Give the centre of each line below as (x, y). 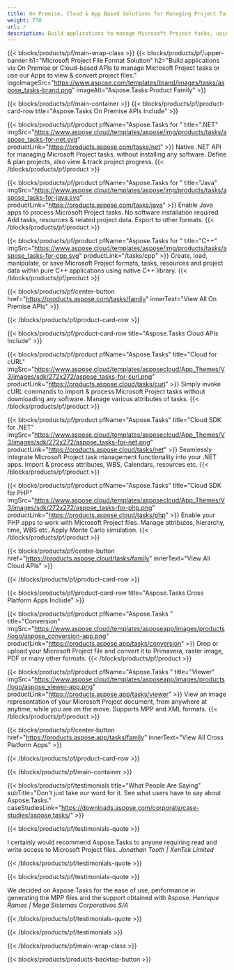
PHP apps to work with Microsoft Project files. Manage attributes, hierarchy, (116, 523)
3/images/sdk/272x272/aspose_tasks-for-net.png (79, 442)
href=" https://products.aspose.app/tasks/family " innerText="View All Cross (116, 737)
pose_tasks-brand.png (40, 90)
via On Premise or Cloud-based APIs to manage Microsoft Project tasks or (114, 68)
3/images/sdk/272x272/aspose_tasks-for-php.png (80, 508)
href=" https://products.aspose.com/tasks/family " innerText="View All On (112, 299)
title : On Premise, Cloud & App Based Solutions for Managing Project (112, 14)
